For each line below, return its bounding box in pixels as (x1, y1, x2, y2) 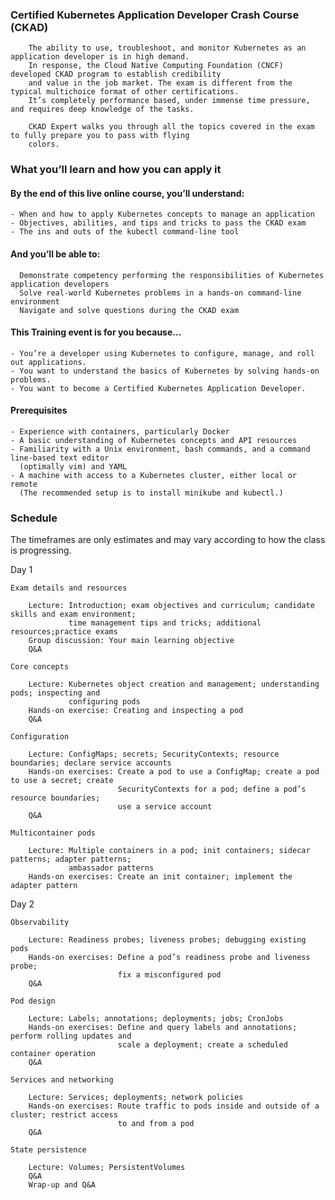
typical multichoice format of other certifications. (10, 87, 240, 97)
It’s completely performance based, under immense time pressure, (28, 96, 311, 106)
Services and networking (10, 1075, 114, 1085)
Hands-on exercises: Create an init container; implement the (28, 872, 293, 882)
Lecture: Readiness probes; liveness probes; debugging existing (28, 935, 307, 945)
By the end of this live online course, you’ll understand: (10, 187, 245, 199)
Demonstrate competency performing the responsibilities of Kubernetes (19, 270, 325, 280)
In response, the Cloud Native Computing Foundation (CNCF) (28, 61, 284, 71)
